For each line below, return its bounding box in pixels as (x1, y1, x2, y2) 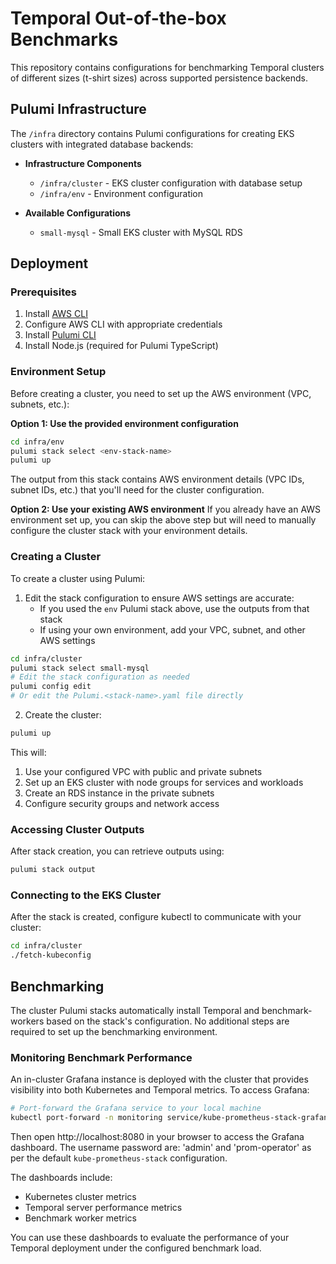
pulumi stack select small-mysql (10, 663, 150, 673)
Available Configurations (24, 207, 132, 219)
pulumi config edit (10, 682, 92, 692)
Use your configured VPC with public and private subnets (24, 765, 263, 777)
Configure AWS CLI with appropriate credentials (24, 318, 223, 331)
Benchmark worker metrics (24, 1212, 137, 1224)
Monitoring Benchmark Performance (10, 1050, 193, 1064)
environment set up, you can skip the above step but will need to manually (10, 514, 317, 526)
